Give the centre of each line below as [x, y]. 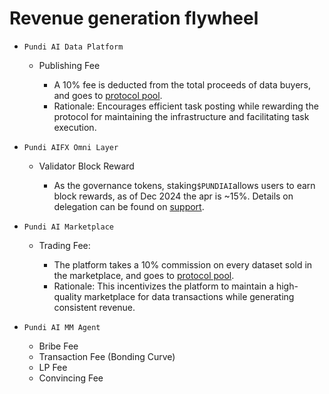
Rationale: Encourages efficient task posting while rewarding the [186, 106]
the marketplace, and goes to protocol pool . [144, 275]
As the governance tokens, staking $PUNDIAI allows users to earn [184, 185]
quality [67, 296]
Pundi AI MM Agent [62, 327]
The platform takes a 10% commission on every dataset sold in [183, 264]
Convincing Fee [71, 378]
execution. [75, 127]
